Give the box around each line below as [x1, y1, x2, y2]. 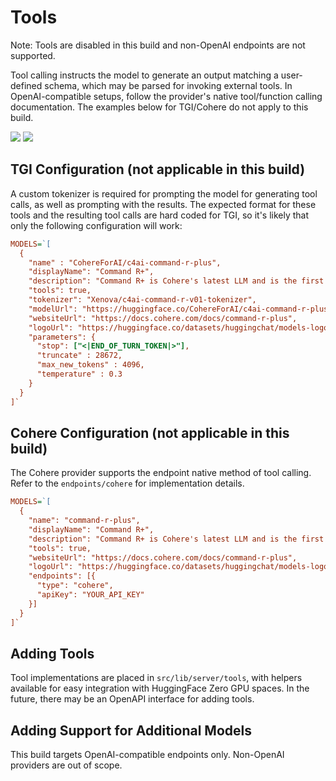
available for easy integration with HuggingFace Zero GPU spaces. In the [10, 682, 310, 695]
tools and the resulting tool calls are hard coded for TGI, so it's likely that [10, 209, 310, 221]
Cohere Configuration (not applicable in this [10, 424, 290, 441]
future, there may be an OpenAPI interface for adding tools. [10, 693, 255, 705]
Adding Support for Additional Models [10, 722, 252, 739]
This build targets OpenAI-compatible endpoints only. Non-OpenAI [10, 749, 285, 761]
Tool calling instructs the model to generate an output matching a [10, 69, 279, 81]
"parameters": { [28, 332, 97, 342]
